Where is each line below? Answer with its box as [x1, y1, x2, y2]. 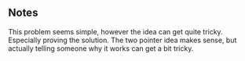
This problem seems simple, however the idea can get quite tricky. [8, 27, 223, 36]
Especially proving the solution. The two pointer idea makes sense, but [8, 35, 237, 45]
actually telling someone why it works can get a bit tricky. [8, 43, 194, 53]
